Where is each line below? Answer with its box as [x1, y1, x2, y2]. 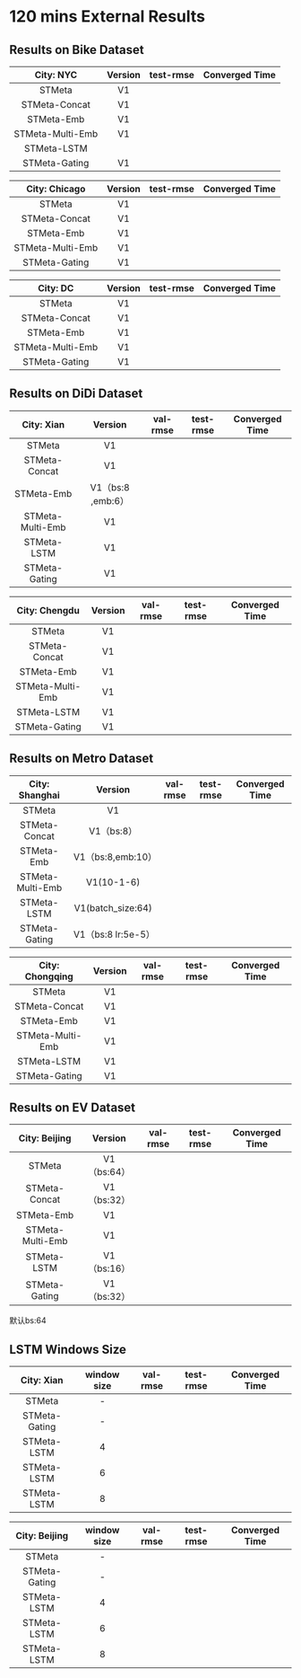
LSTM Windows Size [9, 1341, 127, 1357]
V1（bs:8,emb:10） [73, 851, 158, 863]
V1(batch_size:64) [73, 901, 152, 914]
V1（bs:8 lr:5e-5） [73, 928, 155, 941]
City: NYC [34, 69, 78, 81]
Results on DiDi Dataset [9, 386, 143, 402]
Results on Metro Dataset [9, 751, 154, 766]
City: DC [37, 282, 74, 294]
